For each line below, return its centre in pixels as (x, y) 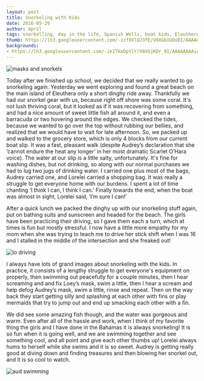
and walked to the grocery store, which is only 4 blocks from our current (97, 138)
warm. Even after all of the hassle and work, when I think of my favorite (95, 321)
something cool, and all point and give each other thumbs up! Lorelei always (102, 340)
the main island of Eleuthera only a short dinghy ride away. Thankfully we (98, 93)
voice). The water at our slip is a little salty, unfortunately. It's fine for (92, 158)
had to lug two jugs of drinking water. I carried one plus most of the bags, (98, 170)
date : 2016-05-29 (28, 23)
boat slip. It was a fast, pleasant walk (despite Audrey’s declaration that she (100, 145)
